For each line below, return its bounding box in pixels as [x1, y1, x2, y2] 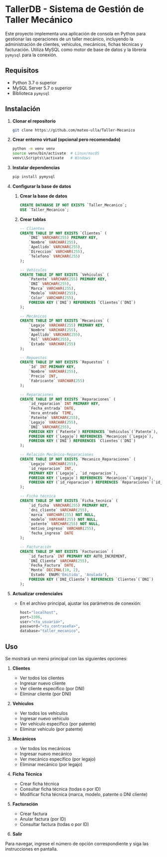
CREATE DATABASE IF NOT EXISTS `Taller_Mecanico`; [19, 202, 127, 208]
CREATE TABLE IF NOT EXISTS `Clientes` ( [19, 231, 107, 236]
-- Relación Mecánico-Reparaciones [19, 452, 93, 457]
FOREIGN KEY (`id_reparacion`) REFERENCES [29, 480, 118, 485]
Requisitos [5, 66, 39, 75]
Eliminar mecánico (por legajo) [19, 762, 83, 767]
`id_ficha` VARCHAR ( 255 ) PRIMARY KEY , [29, 503, 109, 508]
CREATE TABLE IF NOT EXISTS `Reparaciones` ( [19, 397, 116, 402]
